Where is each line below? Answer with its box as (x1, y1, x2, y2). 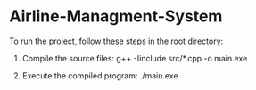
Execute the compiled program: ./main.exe (21, 70, 178, 81)
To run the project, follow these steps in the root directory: (9, 36, 224, 46)
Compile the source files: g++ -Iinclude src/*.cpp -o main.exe (21, 53, 248, 63)
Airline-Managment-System (9, 6, 223, 27)
